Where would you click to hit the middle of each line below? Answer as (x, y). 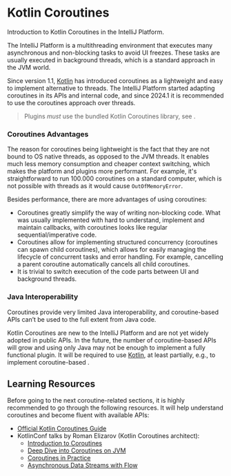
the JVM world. (29, 67)
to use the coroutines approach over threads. (71, 102)
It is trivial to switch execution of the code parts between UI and (108, 272)
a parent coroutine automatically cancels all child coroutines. (103, 264)
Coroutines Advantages (48, 134)
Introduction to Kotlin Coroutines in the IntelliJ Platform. (86, 32)
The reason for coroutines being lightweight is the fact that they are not (109, 149)
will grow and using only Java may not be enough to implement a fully (106, 347)
